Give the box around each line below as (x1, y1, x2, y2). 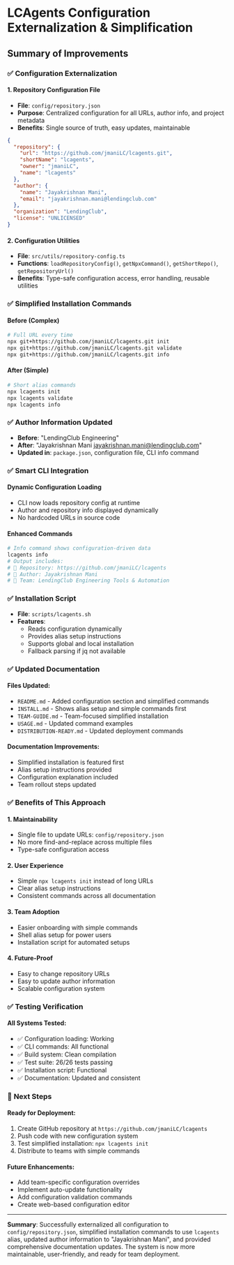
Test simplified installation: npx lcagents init (17, 1139, 148, 1147)
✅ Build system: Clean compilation (17, 1050, 117, 1058)
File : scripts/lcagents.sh (17, 609, 91, 618)
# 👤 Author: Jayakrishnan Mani (7, 571, 98, 578)
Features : (17, 617, 46, 625)
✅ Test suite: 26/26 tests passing (17, 1058, 114, 1066)
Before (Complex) (7, 316, 60, 324)
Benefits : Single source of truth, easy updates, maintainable (17, 123, 190, 132)
